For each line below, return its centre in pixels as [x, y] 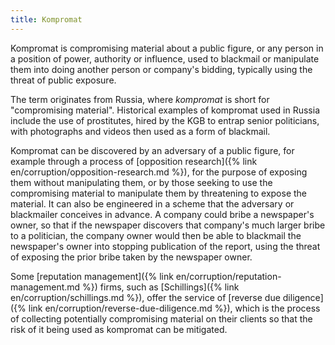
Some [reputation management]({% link [92, 276]
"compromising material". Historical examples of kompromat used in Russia [165, 110]
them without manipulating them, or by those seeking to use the [141, 182]
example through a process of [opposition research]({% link [134, 161]
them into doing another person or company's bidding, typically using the [161, 69]
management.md [45, 287]
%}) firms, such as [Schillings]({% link [161, 287]
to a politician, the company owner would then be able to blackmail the [156, 235]
